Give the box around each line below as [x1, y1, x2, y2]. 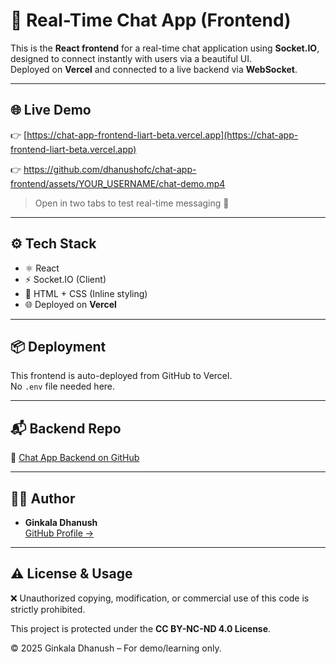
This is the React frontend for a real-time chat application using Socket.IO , [10, 42, 320, 54]
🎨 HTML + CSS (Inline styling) [24, 287, 148, 299]
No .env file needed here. [10, 380, 116, 393]
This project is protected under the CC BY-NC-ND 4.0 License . [10, 622, 272, 634]
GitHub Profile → [24, 527, 95, 539]
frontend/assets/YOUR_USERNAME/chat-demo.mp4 [10, 177, 226, 189]
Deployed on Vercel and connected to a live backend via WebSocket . [10, 63, 298, 75]
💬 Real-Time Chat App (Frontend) [10, 9, 292, 32]
